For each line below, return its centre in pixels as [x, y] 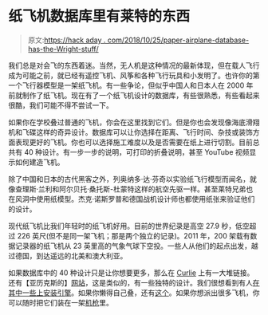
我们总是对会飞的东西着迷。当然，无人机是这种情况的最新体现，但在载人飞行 [134, 65]
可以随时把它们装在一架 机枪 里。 [61, 302]
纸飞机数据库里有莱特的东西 [99, 16]
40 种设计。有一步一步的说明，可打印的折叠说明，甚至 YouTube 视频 [136, 152]
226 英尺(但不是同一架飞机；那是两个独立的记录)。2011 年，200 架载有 [134, 235]
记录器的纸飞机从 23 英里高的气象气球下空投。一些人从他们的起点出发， [133, 246]
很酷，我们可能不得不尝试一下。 [61, 105]
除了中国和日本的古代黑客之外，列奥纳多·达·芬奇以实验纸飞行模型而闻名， [129, 179]
